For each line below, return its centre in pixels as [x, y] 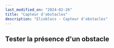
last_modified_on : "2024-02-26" [39, 10]
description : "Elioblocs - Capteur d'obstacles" [57, 19]
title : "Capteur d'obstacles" [37, 14]
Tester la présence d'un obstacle [57, 39]
